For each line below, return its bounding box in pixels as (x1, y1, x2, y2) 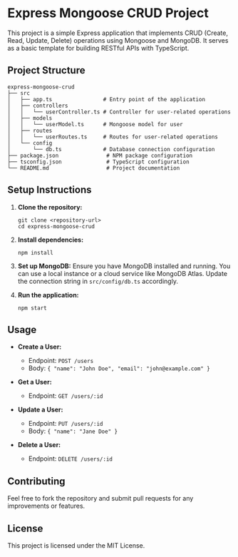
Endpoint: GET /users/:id (28, 392, 103, 400)
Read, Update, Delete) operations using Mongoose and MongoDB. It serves (7, 36, 229, 44)
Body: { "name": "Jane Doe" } (28, 426, 118, 436)
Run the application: (17, 290, 80, 299)
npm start (17, 305, 48, 312)
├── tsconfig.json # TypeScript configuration (7, 158, 190, 165)
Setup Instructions (7, 184, 92, 196)
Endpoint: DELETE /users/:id (28, 454, 113, 463)
